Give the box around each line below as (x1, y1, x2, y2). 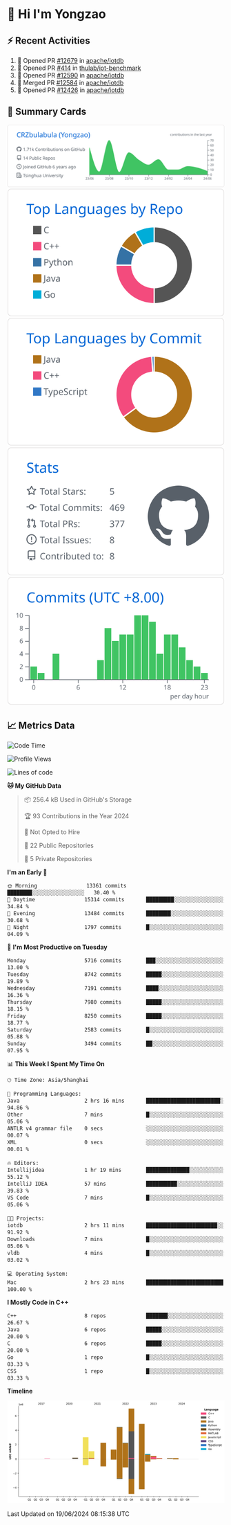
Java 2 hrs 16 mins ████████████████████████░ (7, 1097, 224, 1105)
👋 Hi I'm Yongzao (7, 6, 106, 22)
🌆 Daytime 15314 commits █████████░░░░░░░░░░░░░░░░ (7, 896, 224, 903)
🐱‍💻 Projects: (7, 1215, 45, 1222)
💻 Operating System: (7, 1270, 69, 1278)
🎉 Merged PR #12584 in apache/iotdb (17, 79, 124, 87)
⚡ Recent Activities (7, 35, 91, 46)
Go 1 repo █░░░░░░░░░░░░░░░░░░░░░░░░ (7, 1354, 224, 1361)
